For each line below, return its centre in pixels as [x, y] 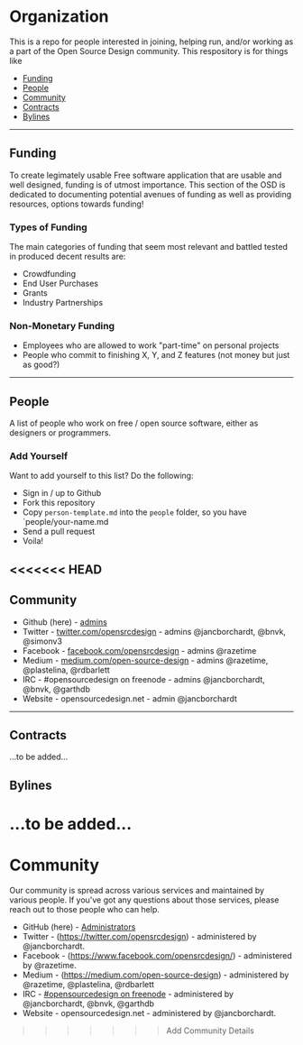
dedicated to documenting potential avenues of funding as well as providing [151, 194]
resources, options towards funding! [77, 204]
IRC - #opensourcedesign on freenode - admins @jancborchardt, [144, 679]
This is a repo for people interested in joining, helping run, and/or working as [151, 41]
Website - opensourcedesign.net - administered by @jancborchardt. [149, 1013]
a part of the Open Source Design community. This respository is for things [149, 50]
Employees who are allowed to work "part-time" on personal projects [151, 345]
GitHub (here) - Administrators [79, 927]
